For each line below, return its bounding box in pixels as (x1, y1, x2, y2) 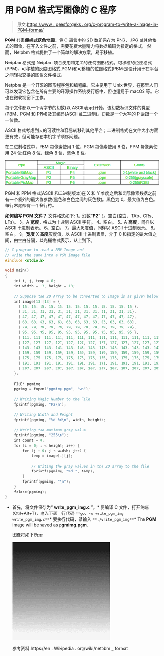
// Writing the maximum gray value (14, 428, 86, 432)
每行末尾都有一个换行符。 (5, 202, 57, 208)
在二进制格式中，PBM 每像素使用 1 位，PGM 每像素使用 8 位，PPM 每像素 (5, 143, 154, 149)
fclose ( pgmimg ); (14, 489, 47, 494)
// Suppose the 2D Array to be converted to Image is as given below (14, 294, 159, 299)
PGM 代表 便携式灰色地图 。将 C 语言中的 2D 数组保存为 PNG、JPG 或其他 (5, 37, 153, 43)
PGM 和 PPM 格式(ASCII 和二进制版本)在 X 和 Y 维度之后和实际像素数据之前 (5, 190, 157, 196)
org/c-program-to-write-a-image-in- (84, 21, 159, 27)
